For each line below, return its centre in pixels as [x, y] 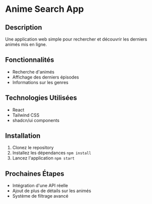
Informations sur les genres [40, 82]
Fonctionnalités [30, 60]
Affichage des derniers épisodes [46, 77]
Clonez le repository [33, 148]
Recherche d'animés [33, 72]
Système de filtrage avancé [40, 196]
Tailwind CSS [26, 115]
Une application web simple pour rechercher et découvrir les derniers [76, 39]
